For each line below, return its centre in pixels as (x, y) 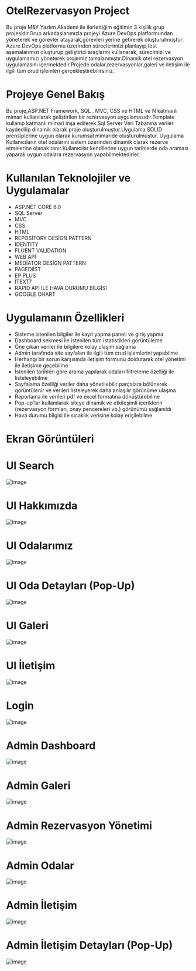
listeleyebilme (31, 377)
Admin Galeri (38, 785)
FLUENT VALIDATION (40, 250)
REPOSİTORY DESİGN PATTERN (53, 238)
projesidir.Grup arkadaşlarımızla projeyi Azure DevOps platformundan (90, 33)
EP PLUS (25, 275)
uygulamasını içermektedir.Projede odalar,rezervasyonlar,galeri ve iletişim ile (98, 64)
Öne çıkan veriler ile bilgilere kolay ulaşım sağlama (75, 346)
